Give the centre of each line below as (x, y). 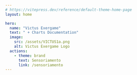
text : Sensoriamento (39, 60)
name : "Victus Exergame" (35, 28)
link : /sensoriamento (41, 65)
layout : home (19, 14)
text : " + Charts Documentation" (44, 33)
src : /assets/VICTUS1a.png (42, 42)
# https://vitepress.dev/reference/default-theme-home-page (69, 10)
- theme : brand (30, 56)
